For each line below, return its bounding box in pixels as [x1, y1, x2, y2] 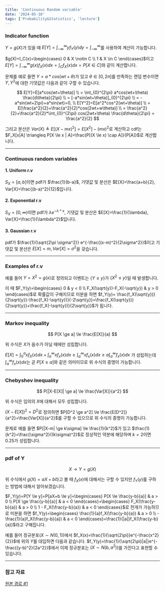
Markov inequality [5, 320, 50, 327]
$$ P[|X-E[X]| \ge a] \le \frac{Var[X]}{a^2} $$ [36, 388, 129, 394]
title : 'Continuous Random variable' [5, 7, 82, 12]
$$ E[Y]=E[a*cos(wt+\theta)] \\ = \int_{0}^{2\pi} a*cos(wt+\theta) [17, 89, 148, 96]
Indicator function [5, 32, 49, 39]
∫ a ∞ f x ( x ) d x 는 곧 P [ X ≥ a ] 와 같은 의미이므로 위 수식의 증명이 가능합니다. [5, 358, 141, 366]
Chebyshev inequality [5, 377, 59, 384]
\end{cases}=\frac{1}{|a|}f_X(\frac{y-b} [78, 516, 159, 522]
